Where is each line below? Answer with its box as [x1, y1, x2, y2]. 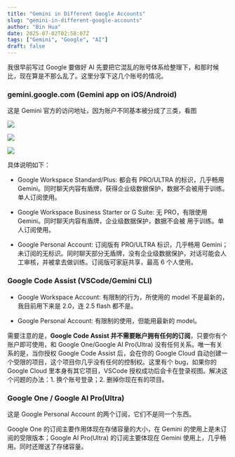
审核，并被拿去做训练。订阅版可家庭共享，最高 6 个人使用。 [23, 258, 198, 266]
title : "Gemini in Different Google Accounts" [7, 10, 146, 18]
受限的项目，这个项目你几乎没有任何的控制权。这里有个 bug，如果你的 [13, 357, 217, 366]
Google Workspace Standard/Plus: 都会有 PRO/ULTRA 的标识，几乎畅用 [17, 176, 224, 184]
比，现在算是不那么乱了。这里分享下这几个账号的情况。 [7, 71, 167, 80]
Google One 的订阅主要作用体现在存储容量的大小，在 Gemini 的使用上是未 [7, 425, 221, 433]
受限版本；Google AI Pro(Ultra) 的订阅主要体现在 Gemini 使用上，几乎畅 [19, 433, 227, 442]
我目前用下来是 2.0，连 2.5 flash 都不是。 [17, 301, 137, 310]
